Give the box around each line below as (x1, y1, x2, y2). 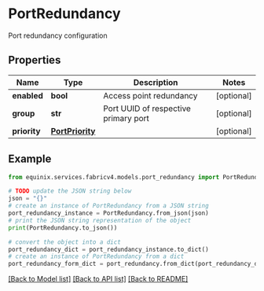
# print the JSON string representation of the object (8, 216, 192, 224)
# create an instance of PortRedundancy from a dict (8, 252, 185, 260)
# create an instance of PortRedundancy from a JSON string (8, 202, 210, 210)
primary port (103, 112, 149, 123)
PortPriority (50, 125, 96, 136)
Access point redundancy (103, 90, 198, 101)
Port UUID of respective (103, 103, 191, 114)
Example (8, 153, 52, 166)
